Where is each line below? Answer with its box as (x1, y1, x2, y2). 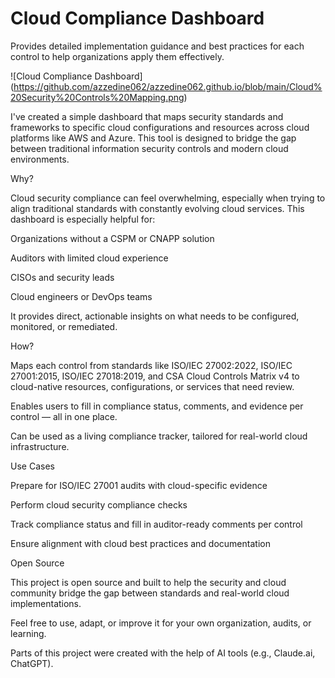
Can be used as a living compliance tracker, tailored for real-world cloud (10, 430, 308, 442)
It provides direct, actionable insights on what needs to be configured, (10, 310, 300, 322)
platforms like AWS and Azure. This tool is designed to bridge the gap (10, 132, 297, 144)
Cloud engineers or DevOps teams (10, 290, 153, 302)
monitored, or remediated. (10, 320, 118, 332)
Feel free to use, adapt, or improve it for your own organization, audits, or (10, 617, 312, 629)
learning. (10, 627, 47, 639)
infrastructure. (10, 440, 70, 452)
